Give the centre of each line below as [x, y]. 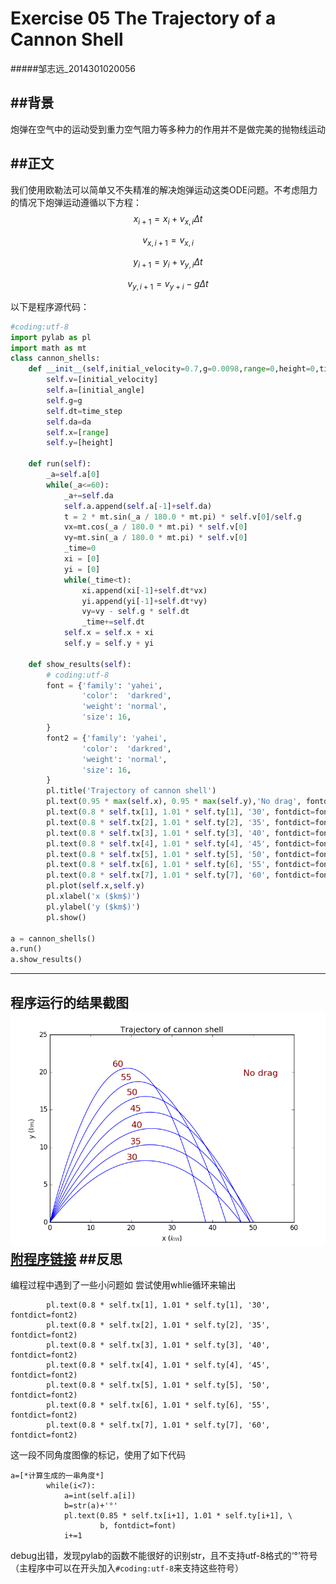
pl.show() [66, 917]
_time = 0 [80, 548]
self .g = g [64, 400]
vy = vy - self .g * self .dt [135, 612]
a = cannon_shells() [53, 938]
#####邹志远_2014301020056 [73, 68]
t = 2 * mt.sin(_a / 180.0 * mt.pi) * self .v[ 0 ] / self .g [182, 517]
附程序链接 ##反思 [66, 1258]
